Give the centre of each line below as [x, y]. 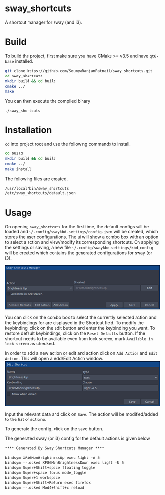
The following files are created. [37, 179]
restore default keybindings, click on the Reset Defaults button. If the [75, 333]
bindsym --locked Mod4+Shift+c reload [45, 487]
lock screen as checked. [30, 344]
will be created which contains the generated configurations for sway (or [79, 253]
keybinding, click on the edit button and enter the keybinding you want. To [80, 328]
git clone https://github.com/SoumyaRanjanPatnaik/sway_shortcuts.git [79, 71]
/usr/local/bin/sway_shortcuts [37, 188]
